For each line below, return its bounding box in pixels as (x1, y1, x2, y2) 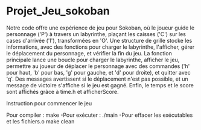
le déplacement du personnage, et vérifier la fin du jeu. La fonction (6, 49, 172, 57)
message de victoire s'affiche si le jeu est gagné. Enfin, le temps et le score (6, 81, 194, 88)
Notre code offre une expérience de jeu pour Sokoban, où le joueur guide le (6, 24, 195, 31)
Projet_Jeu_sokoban (6, 4, 110, 18)
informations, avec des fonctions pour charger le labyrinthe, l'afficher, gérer (6, 43, 195, 51)
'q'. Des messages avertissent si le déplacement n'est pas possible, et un (6, 75, 188, 82)
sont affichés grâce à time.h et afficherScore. (6, 88, 119, 95)
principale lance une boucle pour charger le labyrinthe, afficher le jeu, (6, 56, 180, 63)
